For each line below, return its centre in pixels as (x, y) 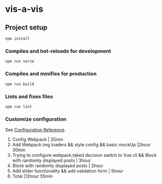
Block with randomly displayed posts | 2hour (58, 166)
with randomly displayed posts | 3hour (52, 161)
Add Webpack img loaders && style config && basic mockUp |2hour (81, 145)
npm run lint (19, 107)
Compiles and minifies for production (51, 74)
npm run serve (20, 61)
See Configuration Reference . (35, 130)
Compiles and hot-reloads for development (58, 51)
